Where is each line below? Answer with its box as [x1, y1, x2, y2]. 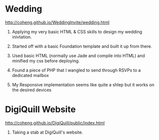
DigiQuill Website [5, 104, 76, 115]
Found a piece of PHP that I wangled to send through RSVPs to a [12, 67, 141, 73]
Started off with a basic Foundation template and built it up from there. [12, 43, 152, 49]
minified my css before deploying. [12, 58, 80, 63]
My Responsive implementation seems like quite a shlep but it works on [12, 81, 155, 88]
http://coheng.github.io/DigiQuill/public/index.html [5, 120, 105, 125]
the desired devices [12, 87, 52, 93]
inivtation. [12, 34, 32, 40]
